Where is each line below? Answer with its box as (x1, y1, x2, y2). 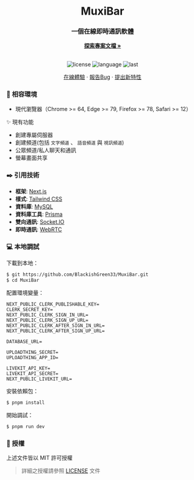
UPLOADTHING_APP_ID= (6, 355, 59, 361)
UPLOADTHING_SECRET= (6, 349, 59, 356)
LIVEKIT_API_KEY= (6, 365, 51, 371)
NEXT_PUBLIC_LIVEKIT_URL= (6, 376, 72, 382)
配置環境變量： (6, 289, 44, 296)
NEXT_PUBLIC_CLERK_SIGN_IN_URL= (6, 312, 88, 318)
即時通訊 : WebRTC (15, 226, 62, 233)
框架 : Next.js (15, 188, 47, 195)
